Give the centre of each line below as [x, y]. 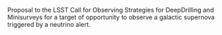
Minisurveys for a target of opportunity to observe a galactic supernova [111, 17]
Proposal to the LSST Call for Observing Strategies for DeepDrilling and [111, 10]
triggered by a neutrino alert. [49, 24]
